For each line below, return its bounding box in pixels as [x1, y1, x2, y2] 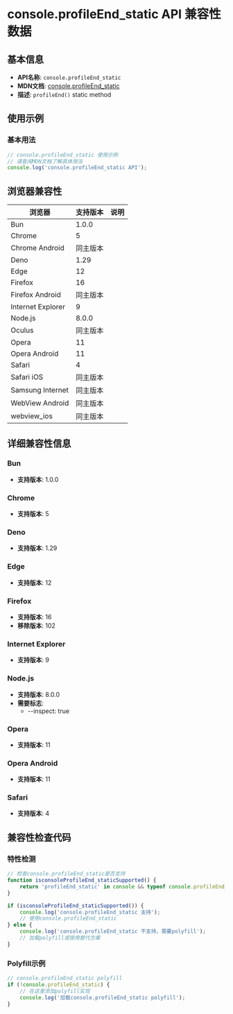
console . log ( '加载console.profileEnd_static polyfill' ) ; [19, 994, 186, 1001]
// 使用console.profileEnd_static [19, 915, 117, 922]
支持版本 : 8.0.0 [17, 690, 60, 698]
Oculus [10, 325, 34, 335]
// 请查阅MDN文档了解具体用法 [7, 157, 83, 165]
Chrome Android [10, 243, 64, 253]
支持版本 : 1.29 [17, 544, 58, 552]
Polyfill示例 [7, 959, 46, 968]
